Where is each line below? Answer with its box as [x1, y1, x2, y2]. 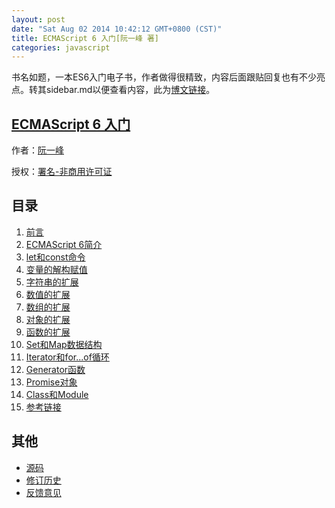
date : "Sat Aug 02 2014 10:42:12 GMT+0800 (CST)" [11, 24, 223, 34]
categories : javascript [11, 42, 111, 53]
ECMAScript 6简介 [25, 238, 103, 250]
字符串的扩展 [25, 276, 79, 288]
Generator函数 [25, 363, 86, 375]
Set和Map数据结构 [25, 338, 103, 350]
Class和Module [25, 388, 89, 400]
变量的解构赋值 [25, 263, 88, 275]
